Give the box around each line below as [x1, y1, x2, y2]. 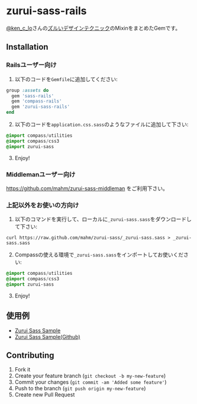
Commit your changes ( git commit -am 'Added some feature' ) [14, 379, 167, 386]
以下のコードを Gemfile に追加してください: [14, 75, 118, 82]
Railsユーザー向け [6, 61, 57, 69]
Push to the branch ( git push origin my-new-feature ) [14, 385, 146, 392]
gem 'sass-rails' [11, 93, 54, 99]
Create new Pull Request [14, 391, 75, 398]
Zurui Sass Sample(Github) [14, 333, 81, 340]
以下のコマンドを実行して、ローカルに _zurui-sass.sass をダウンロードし [14, 216, 192, 223]
